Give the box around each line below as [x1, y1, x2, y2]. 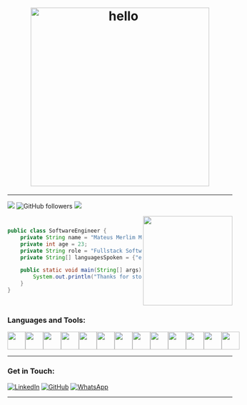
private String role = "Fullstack [20, 247, 123, 254]
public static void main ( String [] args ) [20, 266, 142, 274]
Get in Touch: [7, 366, 55, 376]
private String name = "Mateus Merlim [20, 234, 136, 241]
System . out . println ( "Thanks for [33, 274, 130, 281]
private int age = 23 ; [20, 240, 88, 248]
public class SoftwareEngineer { [7, 227, 107, 234]
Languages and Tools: [7, 315, 86, 325]
